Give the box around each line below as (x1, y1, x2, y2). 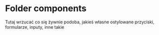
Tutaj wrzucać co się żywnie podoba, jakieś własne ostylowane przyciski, (5, 19, 155, 25)
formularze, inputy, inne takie (5, 24, 64, 30)
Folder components (5, 3, 87, 14)
